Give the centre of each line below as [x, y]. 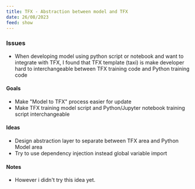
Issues [16, 43]
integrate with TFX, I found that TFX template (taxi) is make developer [99, 62]
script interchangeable [42, 114]
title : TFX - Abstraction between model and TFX [67, 12]
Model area [28, 147]
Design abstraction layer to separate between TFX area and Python [97, 141]
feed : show [19, 22]
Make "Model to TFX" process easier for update [73, 102]
